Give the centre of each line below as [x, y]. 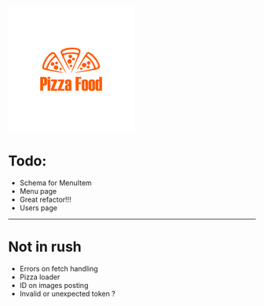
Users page [38, 208]
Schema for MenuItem [55, 183]
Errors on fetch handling [59, 268]
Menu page [38, 191]
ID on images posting [54, 285]
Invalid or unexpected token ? [67, 293]
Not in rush [45, 247]
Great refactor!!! [46, 199]
